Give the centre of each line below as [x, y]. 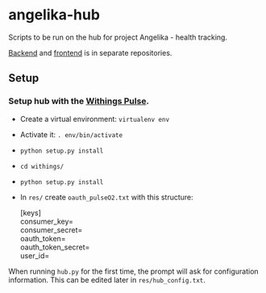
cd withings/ [42, 166]
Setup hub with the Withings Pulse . [79, 101]
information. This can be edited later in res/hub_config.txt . [107, 279]
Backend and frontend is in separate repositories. [90, 52]
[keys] [31, 212]
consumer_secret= [51, 230]
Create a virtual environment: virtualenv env [95, 119]
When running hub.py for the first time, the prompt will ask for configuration [134, 271]
